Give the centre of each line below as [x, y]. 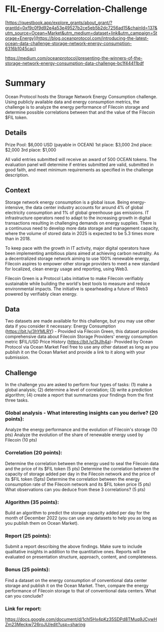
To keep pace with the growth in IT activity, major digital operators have [77, 248]
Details [16, 133]
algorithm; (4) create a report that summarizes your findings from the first [79, 395]
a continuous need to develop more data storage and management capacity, [82, 228]
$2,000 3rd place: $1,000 [31, 150]
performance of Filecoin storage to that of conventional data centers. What [81, 590]
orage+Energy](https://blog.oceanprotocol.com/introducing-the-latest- [77, 38]
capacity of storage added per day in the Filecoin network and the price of [80, 474]
